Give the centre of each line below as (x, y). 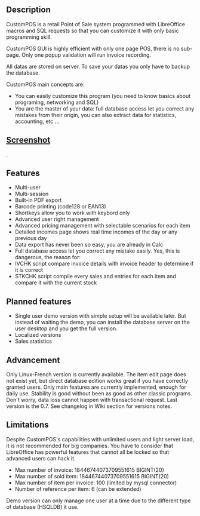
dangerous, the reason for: (47, 257)
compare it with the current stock (56, 282)
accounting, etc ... (37, 121)
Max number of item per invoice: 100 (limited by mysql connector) (96, 483)
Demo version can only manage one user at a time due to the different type (99, 500)
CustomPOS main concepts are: (45, 84)
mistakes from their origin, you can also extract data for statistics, (96, 115)
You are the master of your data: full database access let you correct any (104, 108)
